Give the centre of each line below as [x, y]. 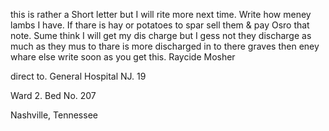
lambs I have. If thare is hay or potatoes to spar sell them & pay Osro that [160, 25]
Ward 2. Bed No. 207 [53, 95]
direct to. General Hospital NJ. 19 [78, 76]
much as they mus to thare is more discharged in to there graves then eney [165, 46]
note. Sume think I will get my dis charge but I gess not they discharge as [161, 35]
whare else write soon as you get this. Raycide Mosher [123, 57]
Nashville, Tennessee [54, 115]
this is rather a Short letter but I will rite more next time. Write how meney [161, 14]
